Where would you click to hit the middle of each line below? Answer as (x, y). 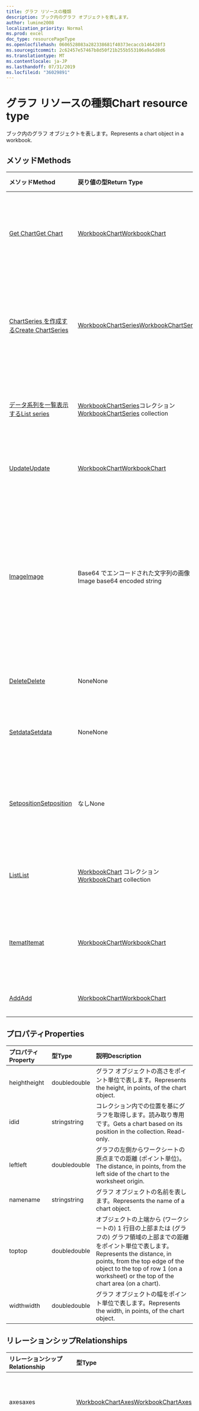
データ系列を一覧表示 (39, 405)
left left (18, 1164)
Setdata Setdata (31, 732)
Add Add (21, 998)
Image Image (26, 577)
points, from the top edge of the (140, 1261)
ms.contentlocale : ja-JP (37, 61)
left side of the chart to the (133, 1173)
